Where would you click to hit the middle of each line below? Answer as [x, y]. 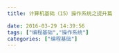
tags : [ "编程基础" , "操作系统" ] [48, 32]
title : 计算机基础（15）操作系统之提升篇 [60, 13]
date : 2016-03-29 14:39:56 [46, 26]
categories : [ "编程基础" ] [43, 39]
